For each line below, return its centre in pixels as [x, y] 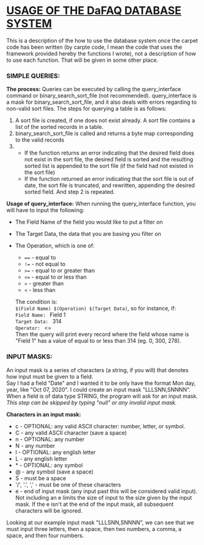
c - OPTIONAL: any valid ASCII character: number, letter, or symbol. [100, 426]
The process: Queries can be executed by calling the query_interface [94, 89]
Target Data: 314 [38, 321]
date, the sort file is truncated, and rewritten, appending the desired [110, 185]
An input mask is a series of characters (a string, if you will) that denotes [97, 370]
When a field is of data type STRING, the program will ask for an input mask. [102, 396]
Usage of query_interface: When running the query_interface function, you [101, 204]
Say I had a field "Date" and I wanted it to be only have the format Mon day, [101, 383]
